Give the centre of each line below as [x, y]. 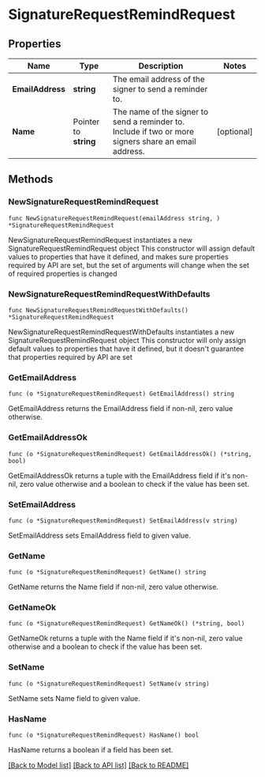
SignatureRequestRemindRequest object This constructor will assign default [132, 248]
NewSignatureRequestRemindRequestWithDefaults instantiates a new [121, 332]
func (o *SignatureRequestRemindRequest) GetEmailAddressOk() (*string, [130, 454]
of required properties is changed [63, 273]
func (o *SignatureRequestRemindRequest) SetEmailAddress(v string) [123, 521]
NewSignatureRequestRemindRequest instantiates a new [101, 240]
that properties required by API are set [70, 356]
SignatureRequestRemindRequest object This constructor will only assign [127, 340]
